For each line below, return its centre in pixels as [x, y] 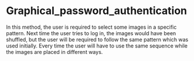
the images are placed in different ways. [55, 52]
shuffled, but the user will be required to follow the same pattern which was [97, 39]
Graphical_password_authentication [97, 11]
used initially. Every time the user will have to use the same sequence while [97, 46]
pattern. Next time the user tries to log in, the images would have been [91, 33]
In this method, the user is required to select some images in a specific [91, 27]
